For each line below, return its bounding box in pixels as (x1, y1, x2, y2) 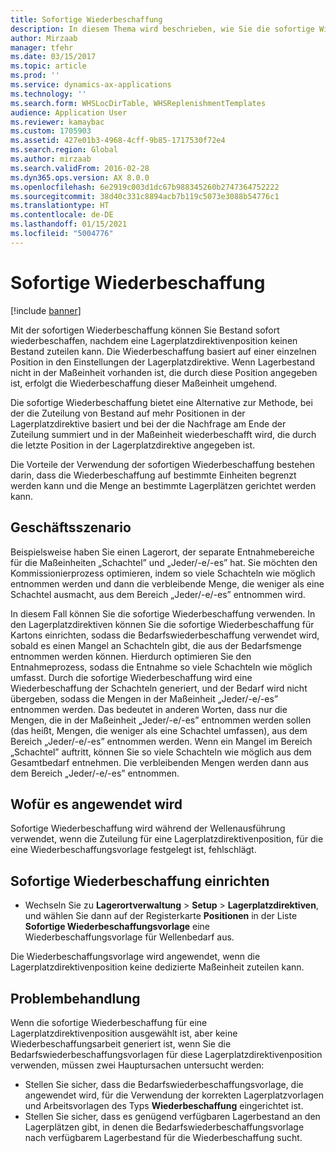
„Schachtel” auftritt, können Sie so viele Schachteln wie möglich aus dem (10, 746, 312, 758)
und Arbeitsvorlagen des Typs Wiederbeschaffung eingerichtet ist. (24, 1099, 304, 1111)
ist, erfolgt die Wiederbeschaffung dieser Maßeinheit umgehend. (10, 377, 278, 389)
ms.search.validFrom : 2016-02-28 (10, 163, 150, 173)
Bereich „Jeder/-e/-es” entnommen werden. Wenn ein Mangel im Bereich (10, 735, 313, 747)
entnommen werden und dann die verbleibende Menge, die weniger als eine (10, 577, 325, 590)
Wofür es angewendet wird (10, 796, 183, 813)
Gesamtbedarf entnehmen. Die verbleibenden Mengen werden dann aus (10, 756, 310, 768)
